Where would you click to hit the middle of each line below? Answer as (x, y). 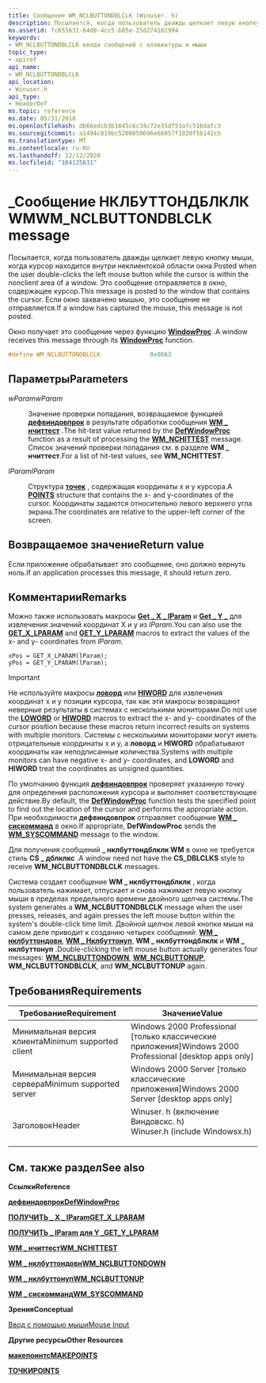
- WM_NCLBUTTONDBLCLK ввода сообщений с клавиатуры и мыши (108, 45)
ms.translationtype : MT (47, 141)
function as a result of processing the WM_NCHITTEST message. (135, 439)
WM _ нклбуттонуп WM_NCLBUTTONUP (76, 1279)
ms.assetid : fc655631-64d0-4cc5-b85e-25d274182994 (93, 30)
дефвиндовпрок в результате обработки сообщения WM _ (128, 422)
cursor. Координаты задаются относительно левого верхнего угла (140, 503)
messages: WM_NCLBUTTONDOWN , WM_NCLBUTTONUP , (107, 958)
